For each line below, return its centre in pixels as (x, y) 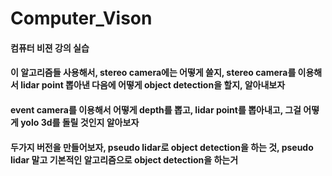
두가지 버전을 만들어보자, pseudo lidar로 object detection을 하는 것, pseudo (162, 147)
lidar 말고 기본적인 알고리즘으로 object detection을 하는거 (124, 159)
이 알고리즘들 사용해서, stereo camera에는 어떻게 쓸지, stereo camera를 (153, 73)
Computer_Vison (81, 18)
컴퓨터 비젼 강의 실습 (50, 48)
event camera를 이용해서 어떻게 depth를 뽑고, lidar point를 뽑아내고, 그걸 (156, 109)
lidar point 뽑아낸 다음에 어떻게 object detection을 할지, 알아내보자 (153, 85)
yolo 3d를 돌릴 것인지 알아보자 (80, 122)
